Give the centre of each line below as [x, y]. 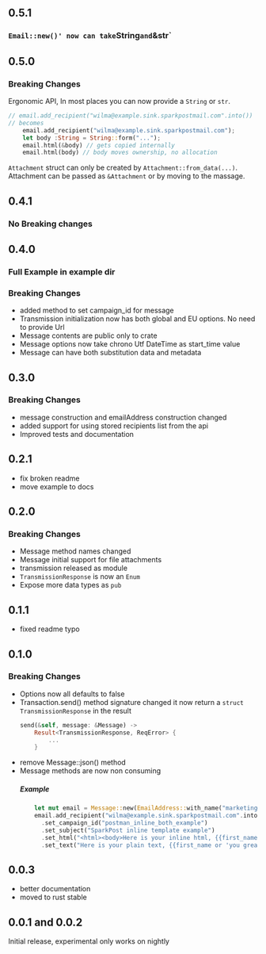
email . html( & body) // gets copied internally [99, 145]
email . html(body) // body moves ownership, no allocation [120, 153]
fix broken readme [49, 478]
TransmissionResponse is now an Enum [80, 577]
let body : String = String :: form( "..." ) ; [91, 138]
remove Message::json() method [73, 762]
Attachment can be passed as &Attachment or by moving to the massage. [127, 176]
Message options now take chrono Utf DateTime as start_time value [130, 344]
